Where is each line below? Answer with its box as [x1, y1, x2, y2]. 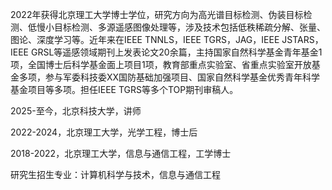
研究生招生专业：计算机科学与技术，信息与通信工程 [10, 169, 221, 180]
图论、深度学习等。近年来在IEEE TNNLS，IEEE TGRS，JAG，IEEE [10, 34, 280, 45]
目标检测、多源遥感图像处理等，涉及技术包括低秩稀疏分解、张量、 [53, 21, 326, 33]
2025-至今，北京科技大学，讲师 [10, 105, 142, 117]
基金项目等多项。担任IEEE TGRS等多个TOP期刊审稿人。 [10, 84, 239, 95]
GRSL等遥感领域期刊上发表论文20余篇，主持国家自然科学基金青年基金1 [30, 46, 323, 58]
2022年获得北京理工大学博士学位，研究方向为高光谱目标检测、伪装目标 [10, 9, 304, 20]
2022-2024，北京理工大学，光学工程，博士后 [10, 126, 198, 138]
